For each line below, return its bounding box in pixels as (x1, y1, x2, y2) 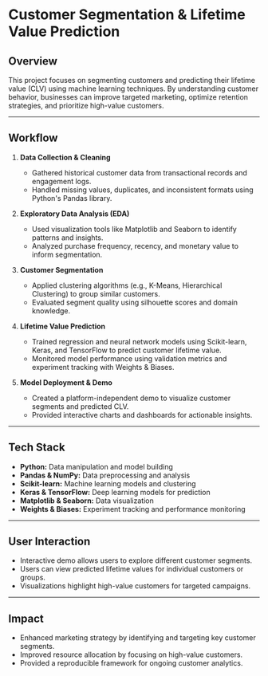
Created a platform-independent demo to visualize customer (31, 393, 231, 403)
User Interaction (8, 535, 91, 548)
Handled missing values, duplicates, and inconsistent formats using (31, 185, 254, 195)
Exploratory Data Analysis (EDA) (19, 209, 130, 218)
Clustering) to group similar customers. (31, 289, 161, 298)
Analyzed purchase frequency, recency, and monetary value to (31, 241, 239, 250)
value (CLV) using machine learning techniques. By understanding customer (8, 84, 259, 93)
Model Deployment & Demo (19, 377, 113, 387)
